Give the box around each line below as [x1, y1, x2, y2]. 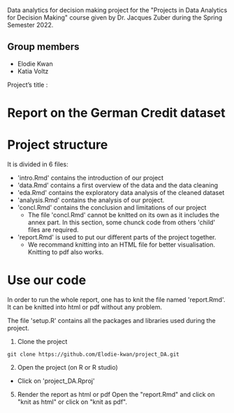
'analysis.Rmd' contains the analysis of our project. [17, 196, 165, 204]
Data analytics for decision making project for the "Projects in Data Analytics [7, 6, 228, 14]
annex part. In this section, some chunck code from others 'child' [27, 218, 216, 226]
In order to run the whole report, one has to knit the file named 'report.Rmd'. [7, 295, 226, 303]
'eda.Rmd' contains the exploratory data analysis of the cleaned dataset [17, 188, 225, 196]
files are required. [27, 225, 79, 233]
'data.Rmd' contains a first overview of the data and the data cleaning [17, 181, 219, 189]
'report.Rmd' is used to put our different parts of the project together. [17, 233, 217, 241]
